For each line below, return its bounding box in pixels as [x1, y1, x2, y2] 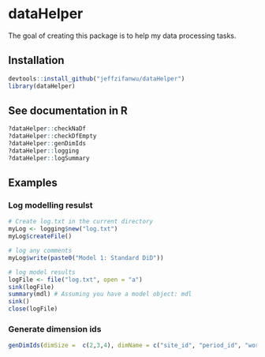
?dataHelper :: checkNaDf [8, 125, 87, 133]
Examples [8, 176, 58, 190]
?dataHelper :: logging [8, 147, 80, 155]
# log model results [8, 268, 77, 276]
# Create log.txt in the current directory [8, 218, 154, 226]
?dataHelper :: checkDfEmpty [8, 132, 97, 141]
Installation [8, 54, 65, 67]
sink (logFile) [8, 283, 55, 291]
